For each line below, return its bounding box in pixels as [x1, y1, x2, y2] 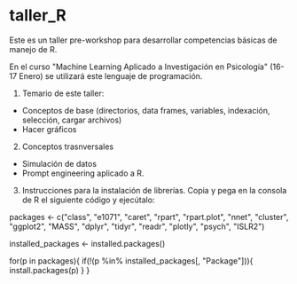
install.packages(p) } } [9, 264, 90, 275]
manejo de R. [9, 43, 58, 54]
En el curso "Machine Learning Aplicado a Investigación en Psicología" [9, 61, 269, 72]
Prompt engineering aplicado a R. [21, 168, 145, 178]
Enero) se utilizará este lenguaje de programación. [19, 70, 203, 81]
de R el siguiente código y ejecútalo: [21, 194, 155, 205]
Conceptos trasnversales [21, 141, 113, 152]
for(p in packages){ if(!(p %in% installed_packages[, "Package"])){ [9, 255, 254, 266]
